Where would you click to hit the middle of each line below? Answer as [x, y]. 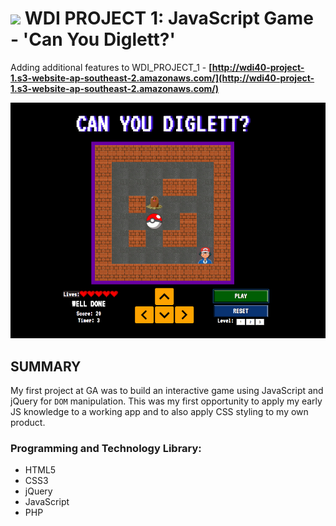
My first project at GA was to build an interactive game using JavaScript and [167, 391]
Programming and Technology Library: [106, 448]
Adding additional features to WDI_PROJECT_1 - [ [111, 67]
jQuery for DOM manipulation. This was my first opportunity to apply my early [166, 401]
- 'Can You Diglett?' [93, 39]
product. [28, 423]
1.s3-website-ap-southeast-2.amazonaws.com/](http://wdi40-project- [162, 78]
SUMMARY [46, 366]
